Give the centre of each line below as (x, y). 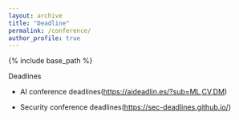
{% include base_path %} (51, 61)
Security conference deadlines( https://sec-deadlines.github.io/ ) (125, 107)
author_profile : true (45, 38)
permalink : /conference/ (50, 30)
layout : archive (35, 16)
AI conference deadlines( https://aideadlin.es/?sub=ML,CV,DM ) (124, 92)
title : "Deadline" (39, 23)
